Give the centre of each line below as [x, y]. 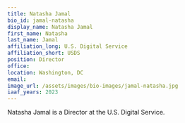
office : [19, 66]
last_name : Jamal [33, 40]
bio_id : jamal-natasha [41, 20]
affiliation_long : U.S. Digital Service [68, 46]
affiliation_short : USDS [44, 53]
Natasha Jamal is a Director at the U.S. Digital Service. [86, 112]
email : [17, 79]
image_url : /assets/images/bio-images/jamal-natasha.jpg [93, 86]
